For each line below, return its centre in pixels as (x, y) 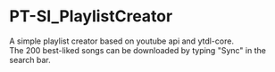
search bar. (30, 60)
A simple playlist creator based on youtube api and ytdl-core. (122, 41)
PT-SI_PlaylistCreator (91, 16)
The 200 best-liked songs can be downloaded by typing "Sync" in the (137, 50)
